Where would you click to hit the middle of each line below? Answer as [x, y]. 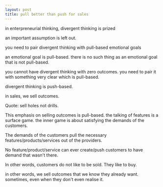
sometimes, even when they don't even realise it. [54, 179]
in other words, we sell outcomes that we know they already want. [72, 174]
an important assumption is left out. [41, 38]
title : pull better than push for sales [47, 14]
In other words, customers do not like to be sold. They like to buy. [71, 164]
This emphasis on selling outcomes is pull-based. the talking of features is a [82, 115]
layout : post [18, 10]
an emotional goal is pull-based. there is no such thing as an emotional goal [81, 57]
